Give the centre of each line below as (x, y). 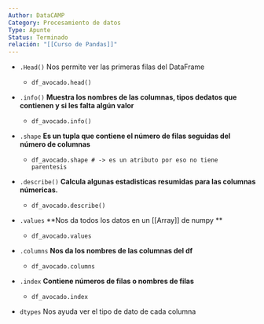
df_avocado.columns (63, 267)
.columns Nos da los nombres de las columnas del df (106, 251)
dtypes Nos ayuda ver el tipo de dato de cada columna (108, 311)
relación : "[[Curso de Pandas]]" (63, 45)
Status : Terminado (38, 37)
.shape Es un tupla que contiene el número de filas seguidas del (125, 136)
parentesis (49, 167)
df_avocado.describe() (68, 206)
